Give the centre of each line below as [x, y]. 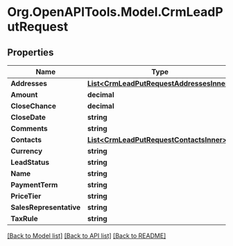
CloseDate [28, 117]
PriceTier [26, 196]
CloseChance [34, 106]
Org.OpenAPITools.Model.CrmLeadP [115, 12]
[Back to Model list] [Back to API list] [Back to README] [87, 236]
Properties [31, 52]
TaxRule [24, 219]
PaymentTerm [34, 185]
